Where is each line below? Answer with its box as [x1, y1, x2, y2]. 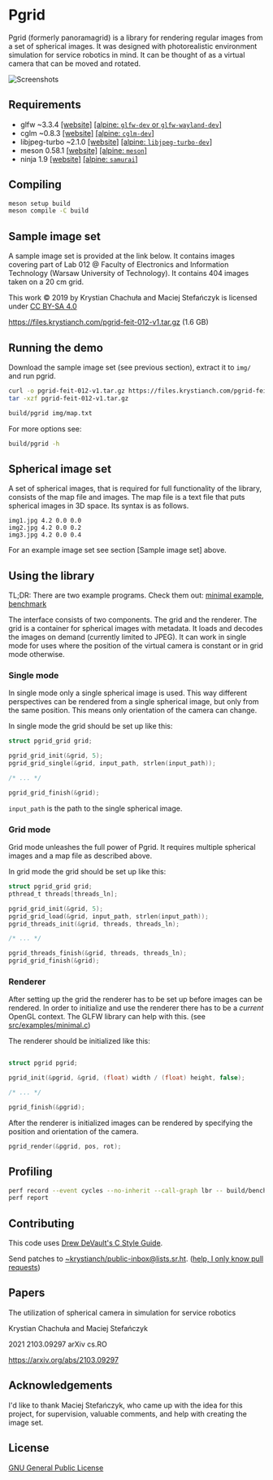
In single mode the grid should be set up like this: [8, 721, 173, 731]
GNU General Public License [8, 1463, 104, 1473]
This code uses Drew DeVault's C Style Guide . [8, 1238, 163, 1248]
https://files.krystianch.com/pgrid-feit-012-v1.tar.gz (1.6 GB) [8, 317, 209, 327]
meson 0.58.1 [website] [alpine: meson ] [19, 145, 148, 155]
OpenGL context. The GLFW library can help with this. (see [8, 1012, 206, 1022]
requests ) [8, 1263, 41, 1272]
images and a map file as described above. [8, 851, 153, 860]
